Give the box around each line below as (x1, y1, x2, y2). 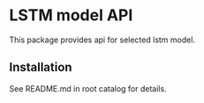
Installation (9, 60, 72, 75)
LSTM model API (9, 5, 133, 26)
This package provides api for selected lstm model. (9, 34, 196, 45)
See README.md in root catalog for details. (9, 83, 167, 93)
